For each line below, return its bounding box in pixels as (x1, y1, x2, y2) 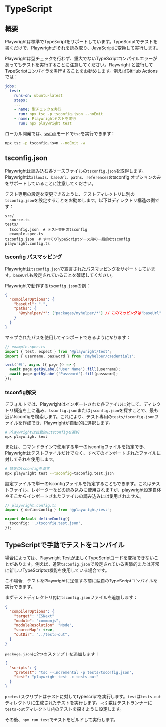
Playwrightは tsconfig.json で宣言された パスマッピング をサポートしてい (5, 266, 151, 272)
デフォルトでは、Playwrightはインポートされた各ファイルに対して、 (5, 401, 144, 407)
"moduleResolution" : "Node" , (14, 623, 74, 628)
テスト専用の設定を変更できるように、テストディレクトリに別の (5, 191, 135, 197)
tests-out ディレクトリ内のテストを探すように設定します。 (5, 706, 125, 712)
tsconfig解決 (5, 389, 36, 396)
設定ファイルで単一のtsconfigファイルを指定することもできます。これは (5, 480, 152, 486)
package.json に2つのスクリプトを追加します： (5, 651, 100, 656)
